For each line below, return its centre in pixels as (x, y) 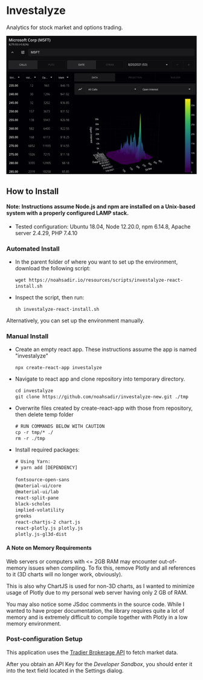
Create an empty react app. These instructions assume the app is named (106, 350)
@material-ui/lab (37, 492)
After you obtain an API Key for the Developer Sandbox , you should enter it (99, 664)
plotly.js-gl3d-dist (41, 535)
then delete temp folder (44, 415)
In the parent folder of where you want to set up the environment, (96, 262)
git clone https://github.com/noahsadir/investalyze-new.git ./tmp (101, 397)
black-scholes (33, 504)
